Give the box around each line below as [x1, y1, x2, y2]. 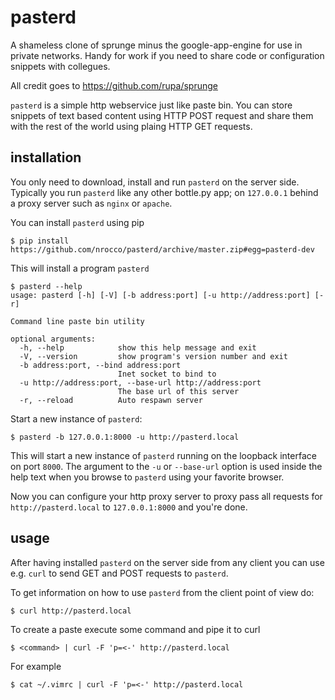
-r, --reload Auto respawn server [19, 395, 203, 405]
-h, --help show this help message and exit [19, 342, 257, 353]
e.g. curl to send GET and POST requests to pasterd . [10, 567, 229, 579]
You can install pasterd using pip [10, 216, 145, 228]
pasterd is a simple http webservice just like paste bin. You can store [10, 99, 293, 111]
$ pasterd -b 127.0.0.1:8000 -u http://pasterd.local [10, 432, 240, 442]
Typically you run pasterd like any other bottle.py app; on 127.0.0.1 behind [10, 186, 319, 198]
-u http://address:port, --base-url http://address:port [19, 377, 262, 388]
